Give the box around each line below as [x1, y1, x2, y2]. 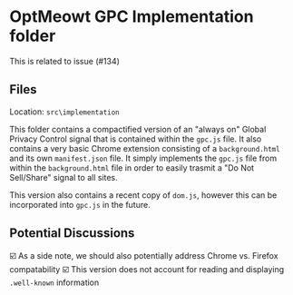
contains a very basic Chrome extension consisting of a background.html [9, 143, 280, 153]
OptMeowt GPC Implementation [9, 6, 254, 27]
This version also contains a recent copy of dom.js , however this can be [9, 189, 278, 201]
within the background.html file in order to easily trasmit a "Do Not [9, 162, 255, 173]
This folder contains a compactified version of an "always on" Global [9, 123, 267, 134]
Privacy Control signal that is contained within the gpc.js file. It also [9, 133, 262, 144]
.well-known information [9, 277, 100, 288]
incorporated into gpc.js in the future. [9, 199, 151, 210]
